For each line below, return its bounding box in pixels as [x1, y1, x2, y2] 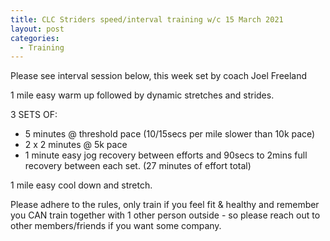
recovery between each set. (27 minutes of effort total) [24, 160, 252, 172]
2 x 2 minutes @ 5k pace [24, 139, 128, 151]
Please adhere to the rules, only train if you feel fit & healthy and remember [10, 199, 320, 211]
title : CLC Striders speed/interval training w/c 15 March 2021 [10, 14, 284, 25]
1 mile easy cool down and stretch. [10, 179, 153, 191]
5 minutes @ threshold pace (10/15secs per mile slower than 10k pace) [24, 128, 316, 140]
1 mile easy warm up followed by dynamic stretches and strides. [10, 89, 275, 101]
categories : [10, 33, 60, 43]
